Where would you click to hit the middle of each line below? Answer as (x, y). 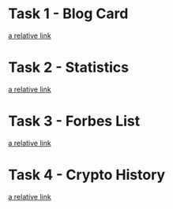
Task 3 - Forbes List (74, 121)
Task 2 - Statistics (68, 67)
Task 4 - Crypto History (87, 175)
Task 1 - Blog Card (68, 14)
